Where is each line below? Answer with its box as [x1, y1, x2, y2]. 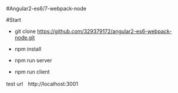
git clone [14, 28, 36, 35]
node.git [14, 34, 35, 41]
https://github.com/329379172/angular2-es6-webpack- [37, 28, 172, 35]
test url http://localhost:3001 [6, 81, 78, 87]
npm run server [14, 57, 52, 64]
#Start [6, 16, 22, 23]
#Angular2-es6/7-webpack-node [6, 5, 87, 12]
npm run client [14, 68, 50, 75]
